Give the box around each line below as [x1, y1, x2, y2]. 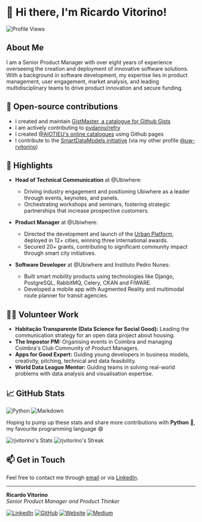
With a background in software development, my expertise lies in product [6, 71, 188, 79]
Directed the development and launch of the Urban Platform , [23, 231, 174, 238]
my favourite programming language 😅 [6, 425, 104, 432]
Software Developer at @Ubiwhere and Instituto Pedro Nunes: [14, 261, 170, 269]
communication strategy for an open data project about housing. [14, 332, 176, 339]
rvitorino [14, 143, 36, 150]
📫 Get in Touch [6, 455, 66, 465]
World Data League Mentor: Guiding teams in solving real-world [14, 363, 176, 371]
